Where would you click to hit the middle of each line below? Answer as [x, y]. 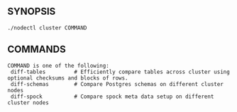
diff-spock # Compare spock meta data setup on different [112, 97]
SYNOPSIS [32, 12]
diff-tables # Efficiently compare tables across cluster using [120, 72]
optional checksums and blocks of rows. [68, 78]
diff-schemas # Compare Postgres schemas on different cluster [117, 84]
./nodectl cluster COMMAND [47, 27]
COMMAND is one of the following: [59, 66]
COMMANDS [37, 50]
